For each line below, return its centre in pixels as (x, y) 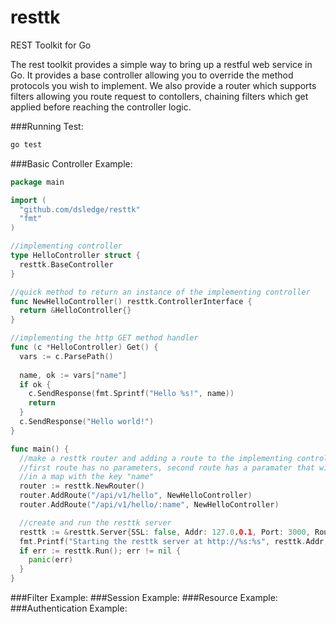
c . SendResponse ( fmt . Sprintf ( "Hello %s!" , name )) (131, 394)
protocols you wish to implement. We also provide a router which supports (163, 85)
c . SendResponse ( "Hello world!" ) (87, 422)
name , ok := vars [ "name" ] (73, 375)
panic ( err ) (51, 560)
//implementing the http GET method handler (104, 338)
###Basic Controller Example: (71, 163)
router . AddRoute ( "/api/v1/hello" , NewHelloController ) (136, 496)
